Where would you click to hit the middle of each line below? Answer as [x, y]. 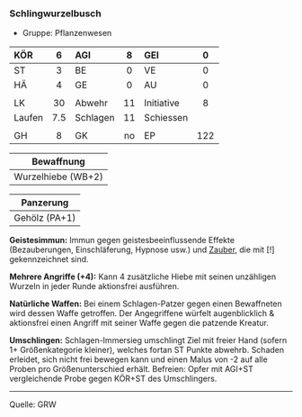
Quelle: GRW [33, 404]
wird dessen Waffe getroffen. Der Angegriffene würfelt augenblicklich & [142, 313]
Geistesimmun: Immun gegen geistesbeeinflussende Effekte [122, 240]
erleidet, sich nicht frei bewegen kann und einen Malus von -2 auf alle [138, 359]
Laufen [28, 118]
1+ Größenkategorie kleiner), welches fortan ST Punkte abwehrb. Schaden [147, 350]
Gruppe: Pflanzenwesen [67, 33]
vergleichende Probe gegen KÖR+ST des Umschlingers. [113, 379]
